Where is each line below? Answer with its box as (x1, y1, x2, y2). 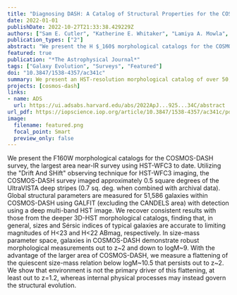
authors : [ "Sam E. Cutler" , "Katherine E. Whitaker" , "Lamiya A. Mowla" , (7, 30, 229, 37)
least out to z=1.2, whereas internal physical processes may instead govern (7, 274, 226, 282)
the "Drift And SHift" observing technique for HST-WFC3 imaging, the (7, 169, 209, 177)
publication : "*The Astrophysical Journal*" (7, 56, 140, 63)
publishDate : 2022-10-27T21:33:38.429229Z (7, 23, 134, 30)
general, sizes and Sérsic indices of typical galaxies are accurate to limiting (7, 221, 226, 230)
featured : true (7, 50, 52, 57)
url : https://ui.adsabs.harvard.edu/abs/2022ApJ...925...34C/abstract (13, 102, 226, 109)
